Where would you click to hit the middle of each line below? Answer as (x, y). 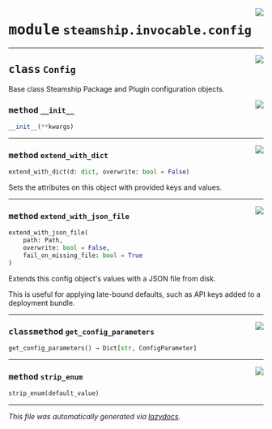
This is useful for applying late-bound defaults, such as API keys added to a (134, 294)
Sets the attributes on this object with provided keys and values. (115, 187)
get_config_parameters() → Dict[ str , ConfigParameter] (103, 349)
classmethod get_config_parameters (82, 331)
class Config (42, 70)
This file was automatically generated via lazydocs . (95, 417)
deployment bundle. (42, 302)
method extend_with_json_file (69, 217)
